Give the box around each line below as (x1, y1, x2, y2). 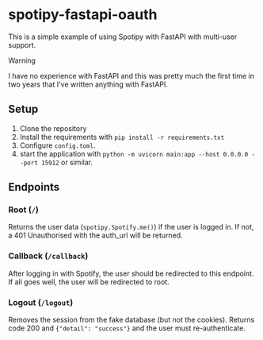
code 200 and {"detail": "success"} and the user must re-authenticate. (8, 323, 246, 333)
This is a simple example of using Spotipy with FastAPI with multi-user (8, 32, 238, 41)
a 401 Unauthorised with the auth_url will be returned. (8, 230, 184, 240)
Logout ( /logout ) (8, 296, 74, 307)
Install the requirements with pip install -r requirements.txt (19, 132, 225, 141)
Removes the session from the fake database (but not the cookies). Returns (8, 315, 255, 325)
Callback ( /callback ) (8, 250, 89, 261)
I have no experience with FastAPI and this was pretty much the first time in (8, 71, 255, 80)
